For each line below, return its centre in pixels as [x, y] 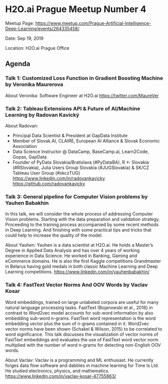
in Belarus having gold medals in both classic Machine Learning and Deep [81, 266]
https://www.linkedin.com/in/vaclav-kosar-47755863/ [61, 376]
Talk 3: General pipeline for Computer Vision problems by [76, 196]
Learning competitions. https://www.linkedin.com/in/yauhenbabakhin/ [77, 272]
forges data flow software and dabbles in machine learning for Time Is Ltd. [82, 365]
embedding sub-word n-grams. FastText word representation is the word [80, 318]
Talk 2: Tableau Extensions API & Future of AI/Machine [73, 108]
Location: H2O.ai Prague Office [37, 48]
